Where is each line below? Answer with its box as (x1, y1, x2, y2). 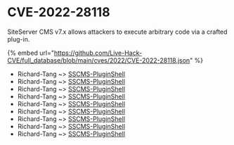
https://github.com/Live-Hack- (53, 49, 143, 57)
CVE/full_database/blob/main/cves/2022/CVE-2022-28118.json (7, 56, 190, 64)
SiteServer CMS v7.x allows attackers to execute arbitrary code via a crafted (7, 27, 228, 36)
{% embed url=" (7, 49, 55, 57)
